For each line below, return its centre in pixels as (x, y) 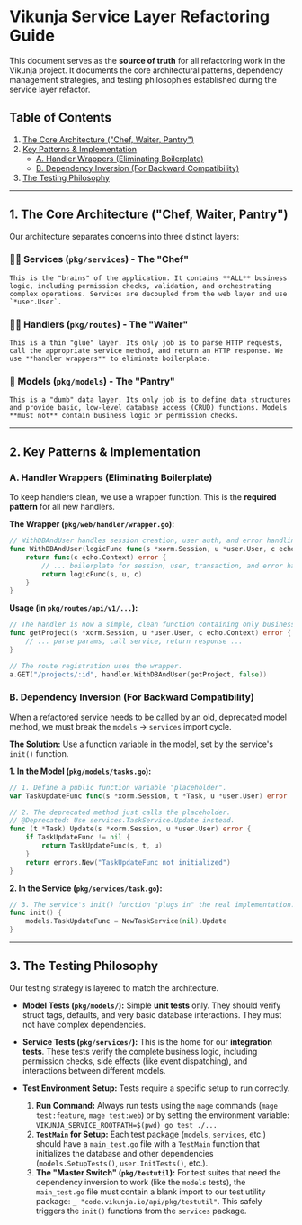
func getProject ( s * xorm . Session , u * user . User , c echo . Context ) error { (151, 633)
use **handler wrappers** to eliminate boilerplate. (110, 359)
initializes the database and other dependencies (124, 1153)
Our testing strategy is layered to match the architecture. (114, 987)
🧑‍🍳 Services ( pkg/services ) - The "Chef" (99, 259)
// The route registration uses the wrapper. (96, 666)
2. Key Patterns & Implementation (105, 452)
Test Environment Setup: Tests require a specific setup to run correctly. (156, 1088)
